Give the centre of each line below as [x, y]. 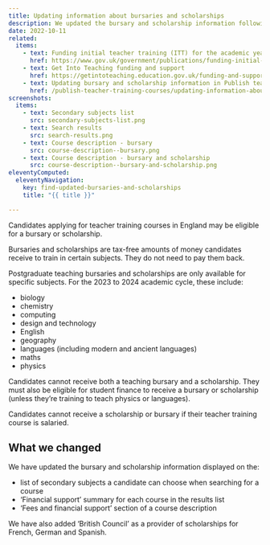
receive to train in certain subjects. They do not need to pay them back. [127, 257]
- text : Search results [63, 128]
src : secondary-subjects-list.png [88, 121]
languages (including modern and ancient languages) [108, 348]
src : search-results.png [71, 135]
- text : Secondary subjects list [79, 113]
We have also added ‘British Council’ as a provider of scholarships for [123, 524]
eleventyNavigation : [50, 180]
